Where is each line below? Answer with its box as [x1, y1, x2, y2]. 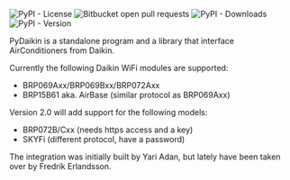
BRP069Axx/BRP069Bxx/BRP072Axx [22, 80, 160, 90]
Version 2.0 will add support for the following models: [9, 107, 208, 117]
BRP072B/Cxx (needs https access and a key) [22, 124, 194, 135]
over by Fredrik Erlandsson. [9, 161, 112, 171]
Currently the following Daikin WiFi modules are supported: [9, 63, 229, 73]
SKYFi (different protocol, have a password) [22, 134, 186, 144]
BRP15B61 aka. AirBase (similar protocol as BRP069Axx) [22, 90, 231, 100]
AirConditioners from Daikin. [9, 45, 115, 56]
